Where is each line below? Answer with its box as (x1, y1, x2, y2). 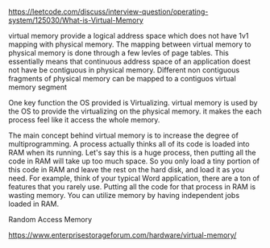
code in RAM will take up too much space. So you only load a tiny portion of (8, 156, 260, 166)
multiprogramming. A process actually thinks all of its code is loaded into (8, 139, 250, 148)
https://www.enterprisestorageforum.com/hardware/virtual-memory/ (8, 230, 237, 240)
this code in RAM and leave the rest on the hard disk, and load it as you (8, 165, 244, 174)
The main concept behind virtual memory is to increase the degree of (8, 130, 239, 140)
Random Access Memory (8, 215, 93, 224)
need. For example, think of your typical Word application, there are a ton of (8, 173, 260, 183)
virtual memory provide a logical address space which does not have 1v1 (8, 31, 249, 40)
